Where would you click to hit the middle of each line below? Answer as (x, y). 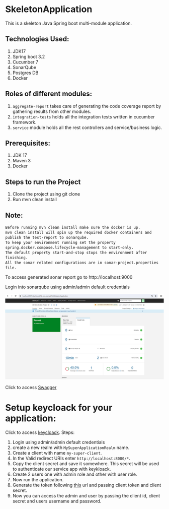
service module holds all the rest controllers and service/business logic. (87, 128)
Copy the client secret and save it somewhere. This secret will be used (86, 463)
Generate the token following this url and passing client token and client (87, 485)
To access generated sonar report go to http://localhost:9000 (69, 277)
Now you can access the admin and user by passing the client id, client (86, 495)
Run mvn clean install (34, 200)
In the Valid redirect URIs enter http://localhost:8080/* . (71, 458)
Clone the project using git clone (46, 194)
